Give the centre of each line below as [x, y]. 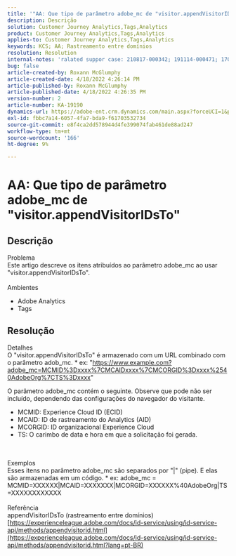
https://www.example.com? [132, 362]
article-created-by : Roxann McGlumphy [64, 72]
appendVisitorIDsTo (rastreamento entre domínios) [80, 515]
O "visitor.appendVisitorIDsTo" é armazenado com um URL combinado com [117, 355]
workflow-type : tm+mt [39, 131]
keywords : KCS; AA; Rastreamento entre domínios [80, 46]
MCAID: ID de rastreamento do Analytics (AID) [84, 419]
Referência [23, 508]
